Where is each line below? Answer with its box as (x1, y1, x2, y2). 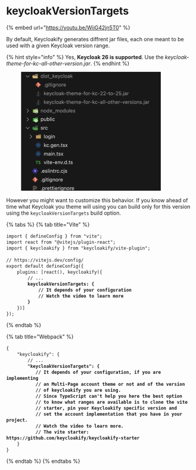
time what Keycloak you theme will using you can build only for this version (6, 203, 191, 210)
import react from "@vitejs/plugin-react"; (6, 239, 116, 246)
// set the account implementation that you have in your (35, 411, 183, 417)
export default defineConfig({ (6, 263, 84, 270)
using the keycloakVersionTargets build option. (6, 209, 122, 216)
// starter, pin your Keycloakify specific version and (35, 405, 178, 411)
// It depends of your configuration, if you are (35, 370, 161, 376)
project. (6, 417, 28, 423)
